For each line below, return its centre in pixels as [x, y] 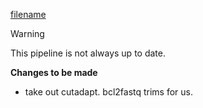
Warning [27, 33]
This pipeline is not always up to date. [88, 53]
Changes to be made [54, 72]
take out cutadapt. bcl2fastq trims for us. [109, 92]
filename [28, 14]
